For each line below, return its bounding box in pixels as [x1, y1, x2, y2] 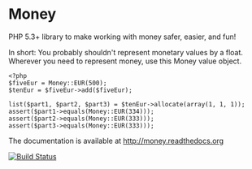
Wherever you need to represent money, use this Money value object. [8, 56, 242, 66]
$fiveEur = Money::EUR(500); [8, 79, 107, 87]
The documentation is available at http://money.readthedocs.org [8, 136, 224, 145]
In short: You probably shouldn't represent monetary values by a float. [8, 47, 244, 57]
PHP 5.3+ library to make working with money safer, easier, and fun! [8, 32, 237, 41]
